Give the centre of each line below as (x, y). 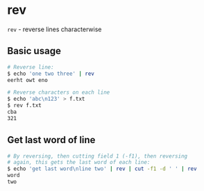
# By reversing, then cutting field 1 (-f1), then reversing (97, 156)
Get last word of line (51, 140)
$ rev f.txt (24, 106)
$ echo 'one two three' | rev (51, 74)
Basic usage (34, 51)
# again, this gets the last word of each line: (79, 163)
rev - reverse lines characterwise (54, 29)
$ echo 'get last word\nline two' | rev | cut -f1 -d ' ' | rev (102, 169)
